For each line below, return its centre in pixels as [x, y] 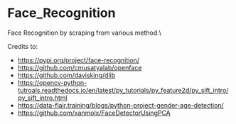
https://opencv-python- [52, 82]
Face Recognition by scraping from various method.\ [85, 33]
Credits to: [23, 46]
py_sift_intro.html [42, 98]
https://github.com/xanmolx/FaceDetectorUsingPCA [94, 113]
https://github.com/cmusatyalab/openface [80, 67]
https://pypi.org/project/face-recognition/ [79, 60]
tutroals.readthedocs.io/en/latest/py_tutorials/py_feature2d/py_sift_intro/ [123, 90]
